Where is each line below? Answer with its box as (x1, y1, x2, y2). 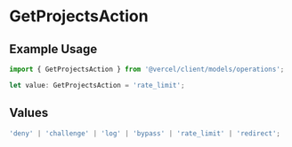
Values (9, 105, 49, 120)
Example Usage (9, 42, 98, 57)
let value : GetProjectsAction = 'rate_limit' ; (9, 81, 185, 89)
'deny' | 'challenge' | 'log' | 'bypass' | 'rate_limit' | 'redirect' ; (9, 128, 281, 138)
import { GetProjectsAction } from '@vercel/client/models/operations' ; (9, 65, 285, 73)
